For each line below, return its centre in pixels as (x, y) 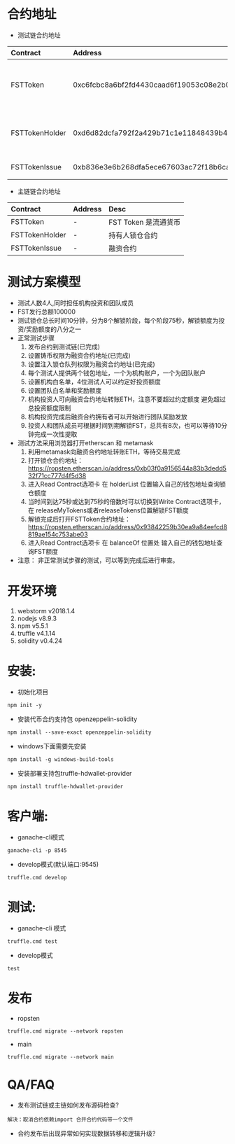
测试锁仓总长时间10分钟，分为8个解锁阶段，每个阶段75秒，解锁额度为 (118, 320)
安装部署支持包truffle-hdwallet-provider (74, 773)
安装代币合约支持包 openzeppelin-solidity (77, 719)
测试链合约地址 (39, 35)
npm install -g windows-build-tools (60, 759)
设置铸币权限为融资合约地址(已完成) (79, 355)
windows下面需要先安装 (52, 746)
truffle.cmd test (33, 941)
